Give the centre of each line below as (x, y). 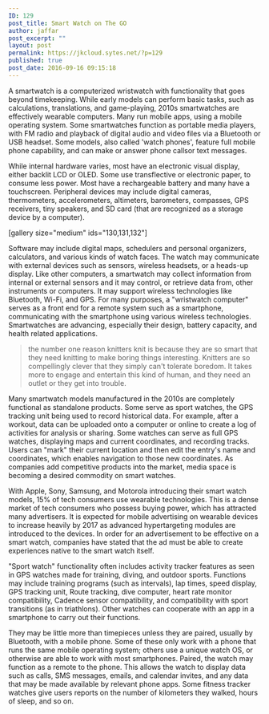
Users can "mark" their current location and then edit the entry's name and (132, 449)
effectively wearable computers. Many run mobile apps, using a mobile (125, 116)
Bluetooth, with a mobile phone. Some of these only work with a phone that (132, 641)
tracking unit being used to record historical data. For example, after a (123, 416)
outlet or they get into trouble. (77, 383)
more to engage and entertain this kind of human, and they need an (139, 375)
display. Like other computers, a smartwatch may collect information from (130, 274)
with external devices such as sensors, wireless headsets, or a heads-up (128, 265)
